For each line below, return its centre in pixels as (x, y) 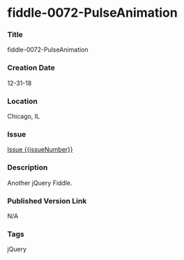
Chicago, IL (24, 116)
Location (23, 101)
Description (28, 167)
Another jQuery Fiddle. (40, 183)
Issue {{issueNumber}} (40, 150)
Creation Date (31, 68)
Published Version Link (47, 201)
